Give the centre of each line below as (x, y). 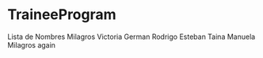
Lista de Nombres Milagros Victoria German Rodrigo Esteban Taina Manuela (131, 37)
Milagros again (32, 44)
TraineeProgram (62, 15)
